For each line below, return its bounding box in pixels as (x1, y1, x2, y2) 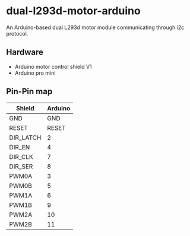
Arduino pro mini (14, 69, 56, 76)
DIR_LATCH (9, 133, 42, 142)
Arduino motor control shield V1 (14, 63, 92, 70)
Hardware (6, 47, 43, 58)
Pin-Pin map (6, 87, 53, 97)
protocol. (6, 30, 28, 37)
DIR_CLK (9, 152, 34, 161)
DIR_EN (9, 143, 30, 151)
